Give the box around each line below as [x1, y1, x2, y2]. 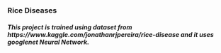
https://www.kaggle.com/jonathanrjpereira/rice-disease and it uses [7, 30, 214, 38]
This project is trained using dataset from [7, 23, 132, 31]
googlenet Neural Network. [7, 38, 90, 46]
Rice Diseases [7, 6, 57, 15]
